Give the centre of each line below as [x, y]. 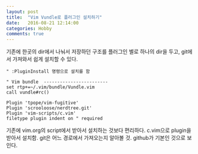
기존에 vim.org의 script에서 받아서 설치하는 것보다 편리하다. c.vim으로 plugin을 [99, 130]
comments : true [25, 34]
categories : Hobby [29, 28]
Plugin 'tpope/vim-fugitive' [42, 103]
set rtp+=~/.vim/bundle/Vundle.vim [51, 87]
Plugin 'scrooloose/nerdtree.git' [49, 108]
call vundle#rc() [28, 93]
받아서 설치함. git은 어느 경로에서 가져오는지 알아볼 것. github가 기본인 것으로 [96, 138]
